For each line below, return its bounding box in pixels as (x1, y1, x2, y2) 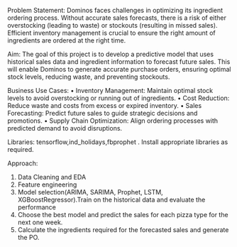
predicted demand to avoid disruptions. (7, 124, 123, 132)
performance (17, 203, 57, 212)
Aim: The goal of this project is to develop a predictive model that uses (7, 50, 214, 58)
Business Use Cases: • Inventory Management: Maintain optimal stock (7, 87, 214, 94)
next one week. (17, 218, 63, 226)
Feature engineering (17, 180, 77, 189)
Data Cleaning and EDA (17, 173, 87, 181)
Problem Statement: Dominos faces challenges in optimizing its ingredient (7, 6, 224, 14)
